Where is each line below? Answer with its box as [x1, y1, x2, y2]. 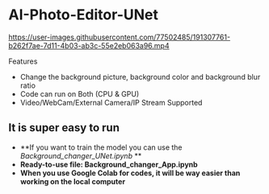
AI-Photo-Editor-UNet [8, 6, 159, 24]
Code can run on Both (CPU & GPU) [19, 89, 140, 98]
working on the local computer [19, 176, 126, 186]
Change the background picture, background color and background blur [19, 72, 261, 81]
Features [8, 56, 38, 66]
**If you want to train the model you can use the [19, 142, 183, 152]
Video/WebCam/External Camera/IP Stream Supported [19, 97, 203, 107]
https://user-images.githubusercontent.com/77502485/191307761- [8, 32, 231, 42]
